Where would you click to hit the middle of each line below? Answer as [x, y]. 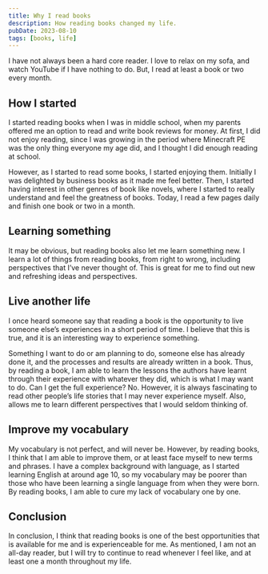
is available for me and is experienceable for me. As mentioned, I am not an [132, 544]
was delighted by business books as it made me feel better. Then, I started [131, 180]
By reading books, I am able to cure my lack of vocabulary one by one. [125, 491]
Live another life [50, 301]
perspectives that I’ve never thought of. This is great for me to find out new [132, 267]
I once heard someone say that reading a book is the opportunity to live [126, 321]
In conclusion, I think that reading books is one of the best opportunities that [134, 536]
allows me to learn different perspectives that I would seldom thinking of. [128, 404]
